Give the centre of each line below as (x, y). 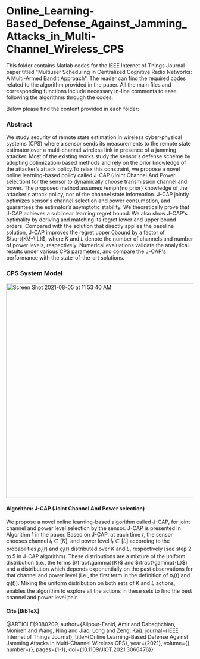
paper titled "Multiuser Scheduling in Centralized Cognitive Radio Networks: (99, 72)
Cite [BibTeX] (23, 611)
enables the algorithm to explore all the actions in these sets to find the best (99, 591)
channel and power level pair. (42, 597)
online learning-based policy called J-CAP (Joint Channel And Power (91, 175)
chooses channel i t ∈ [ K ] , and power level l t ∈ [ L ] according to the (88, 541)
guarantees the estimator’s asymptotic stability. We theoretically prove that (98, 207)
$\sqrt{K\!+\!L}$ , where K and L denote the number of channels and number (100, 239)
